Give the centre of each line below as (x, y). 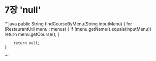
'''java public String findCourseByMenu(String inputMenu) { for (68, 24)
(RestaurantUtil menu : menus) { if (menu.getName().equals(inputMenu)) (78, 29)
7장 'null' (23, 10)
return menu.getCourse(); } (32, 34)
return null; (27, 43)
